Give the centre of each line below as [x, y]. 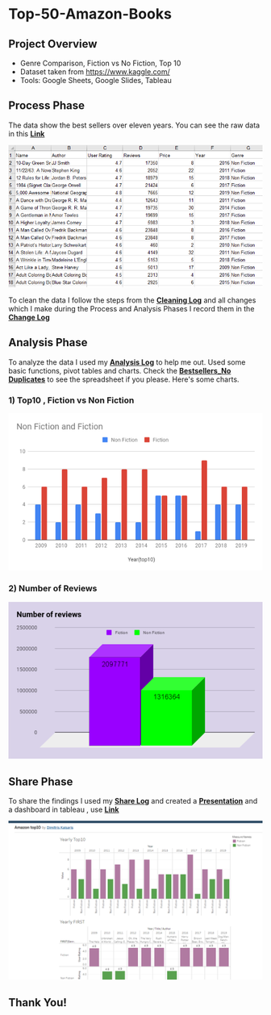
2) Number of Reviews [53, 588]
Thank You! [38, 1002]
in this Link [27, 133]
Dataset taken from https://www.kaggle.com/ [95, 72]
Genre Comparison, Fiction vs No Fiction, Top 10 [100, 63]
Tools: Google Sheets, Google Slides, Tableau [96, 80]
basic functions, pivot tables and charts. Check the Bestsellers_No [120, 370]
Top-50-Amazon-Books [90, 14]
